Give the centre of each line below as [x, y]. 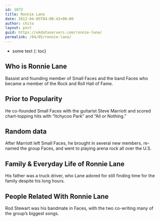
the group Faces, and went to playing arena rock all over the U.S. [86, 148]
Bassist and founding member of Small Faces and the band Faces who [77, 78]
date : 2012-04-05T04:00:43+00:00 [39, 19]
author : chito [20, 23]
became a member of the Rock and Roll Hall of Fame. [59, 83]
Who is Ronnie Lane [36, 67]
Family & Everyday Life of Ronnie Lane [65, 164]
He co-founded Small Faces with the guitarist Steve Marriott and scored [78, 110]
